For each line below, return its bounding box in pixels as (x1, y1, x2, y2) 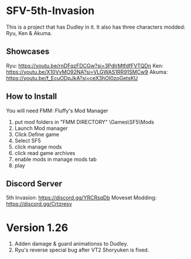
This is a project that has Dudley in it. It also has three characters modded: (6, 23, 186, 30)
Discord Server (6, 178, 63, 188)
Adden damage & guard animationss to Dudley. (14, 240, 128, 247)
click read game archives (14, 149, 76, 156)
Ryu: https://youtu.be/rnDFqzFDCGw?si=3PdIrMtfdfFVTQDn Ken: (6, 62, 164, 69)
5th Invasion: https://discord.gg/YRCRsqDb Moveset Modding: (6, 194, 157, 201)
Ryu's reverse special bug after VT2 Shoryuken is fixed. (14, 247, 149, 254)
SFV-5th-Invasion (6, 4, 95, 18)
